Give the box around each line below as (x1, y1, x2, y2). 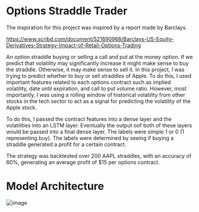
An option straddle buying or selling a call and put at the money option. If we (6, 53, 193, 60)
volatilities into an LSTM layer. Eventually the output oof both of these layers (6, 121, 192, 129)
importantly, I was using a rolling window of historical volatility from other (6, 91, 185, 98)
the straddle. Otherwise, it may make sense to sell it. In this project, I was (6, 66, 185, 73)
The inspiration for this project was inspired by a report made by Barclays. (6, 24, 187, 31)
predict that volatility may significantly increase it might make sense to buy (6, 60, 189, 67)
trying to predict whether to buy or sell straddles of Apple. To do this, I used (6, 72, 192, 79)
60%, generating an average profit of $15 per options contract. (6, 158, 160, 166)
